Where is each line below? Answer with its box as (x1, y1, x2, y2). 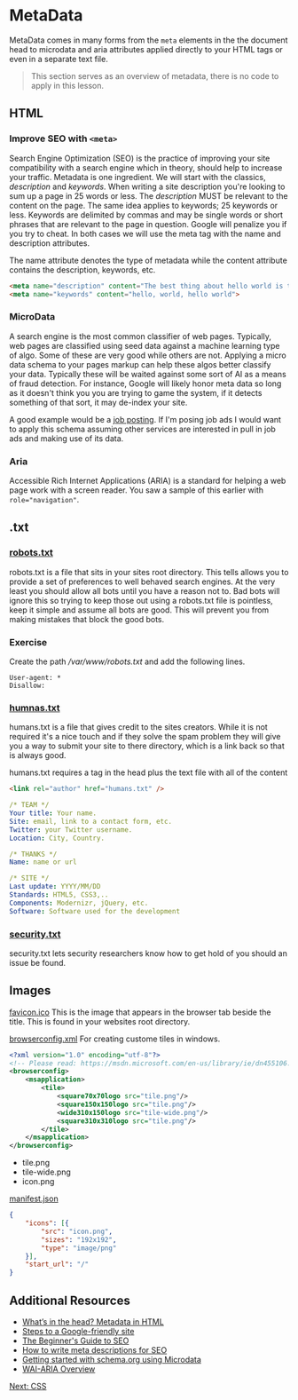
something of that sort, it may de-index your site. (9, 397, 188, 407)
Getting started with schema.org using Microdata (21, 1355, 202, 1365)
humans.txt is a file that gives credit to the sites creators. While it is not (9, 722, 268, 732)
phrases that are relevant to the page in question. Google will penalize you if (9, 218, 287, 229)
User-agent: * (9, 673, 62, 682)
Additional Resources (9, 1293, 130, 1308)
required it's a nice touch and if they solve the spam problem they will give (9, 732, 281, 742)
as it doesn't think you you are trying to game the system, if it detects (9, 387, 263, 398)
